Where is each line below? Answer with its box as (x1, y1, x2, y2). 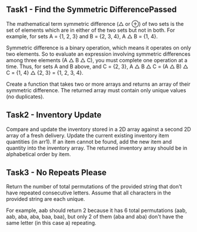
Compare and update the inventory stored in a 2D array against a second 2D (6, 126, 191, 133)
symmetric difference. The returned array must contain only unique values (6, 86, 186, 93)
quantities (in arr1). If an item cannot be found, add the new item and (6, 138, 172, 145)
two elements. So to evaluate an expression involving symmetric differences (6, 50, 191, 58)
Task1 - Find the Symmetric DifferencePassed (6, 5, 177, 15)
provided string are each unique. (6, 196, 85, 203)
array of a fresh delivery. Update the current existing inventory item (6, 132, 169, 139)
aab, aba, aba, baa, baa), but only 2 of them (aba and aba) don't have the (6, 213, 183, 220)
